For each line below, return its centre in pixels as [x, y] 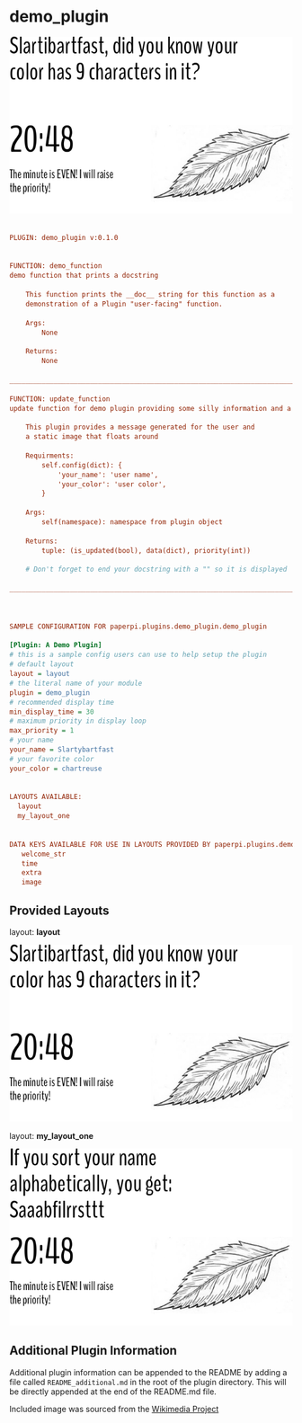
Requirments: [50, 456]
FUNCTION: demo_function [56, 266]
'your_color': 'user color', [112, 484]
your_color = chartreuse [56, 769]
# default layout [42, 664]
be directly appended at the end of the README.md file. [113, 1392]
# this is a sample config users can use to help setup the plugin [138, 655]
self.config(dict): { [82, 465]
